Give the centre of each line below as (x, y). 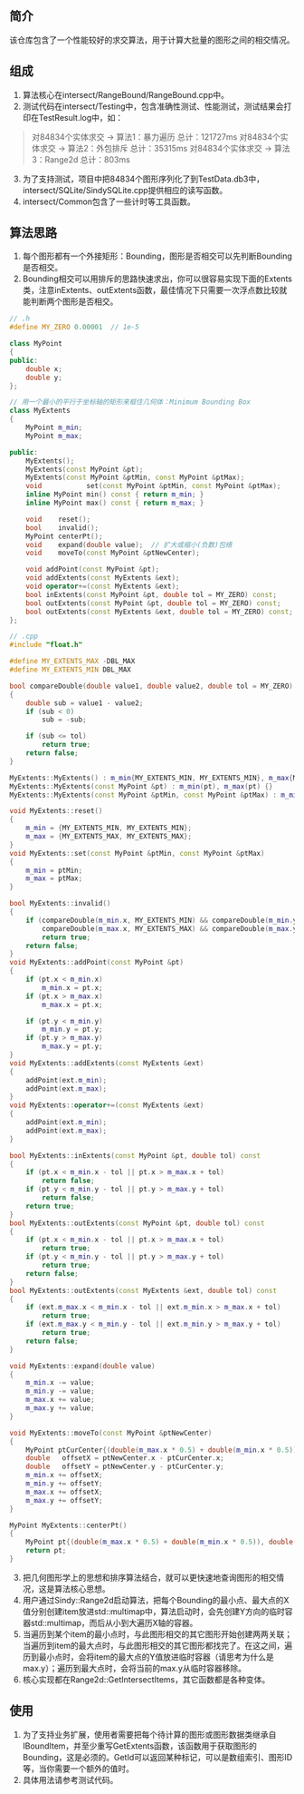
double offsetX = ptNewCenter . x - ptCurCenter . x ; (125, 1458)
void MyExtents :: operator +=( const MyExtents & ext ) (107, 1105)
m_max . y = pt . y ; (72, 1046)
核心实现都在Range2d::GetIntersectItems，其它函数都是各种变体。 (146, 1679)
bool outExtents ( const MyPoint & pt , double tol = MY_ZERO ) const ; (153, 603)
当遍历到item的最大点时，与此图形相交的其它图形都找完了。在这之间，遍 (157, 1645)
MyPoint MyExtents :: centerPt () (68, 1525)
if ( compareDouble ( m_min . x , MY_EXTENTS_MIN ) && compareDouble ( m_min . (160, 920)
